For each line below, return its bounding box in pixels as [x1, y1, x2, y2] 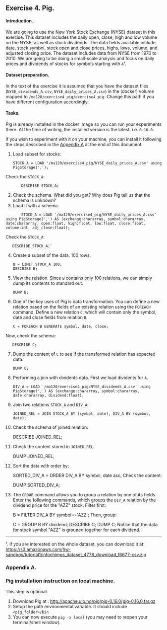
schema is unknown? [12, 197, 56, 203]
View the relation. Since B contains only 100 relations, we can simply [12, 275, 153, 281]
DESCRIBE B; [12, 266, 38, 271]
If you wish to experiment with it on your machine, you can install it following [5, 136, 162, 142]
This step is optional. [5, 589, 49, 595]
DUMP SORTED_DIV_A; [12, 482, 60, 488]
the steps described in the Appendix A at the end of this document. [5, 142, 143, 147]
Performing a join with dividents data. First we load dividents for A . [12, 375, 148, 381]
